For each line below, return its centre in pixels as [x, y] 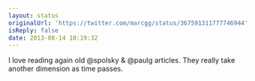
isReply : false [34, 30]
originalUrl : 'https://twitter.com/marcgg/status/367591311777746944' [128, 23]
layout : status [34, 15]
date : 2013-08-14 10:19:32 [53, 38]
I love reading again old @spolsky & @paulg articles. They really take [122, 60]
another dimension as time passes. [66, 69]
